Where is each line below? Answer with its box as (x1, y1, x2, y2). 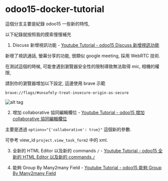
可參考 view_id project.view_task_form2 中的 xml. (5, 137, 108, 143)
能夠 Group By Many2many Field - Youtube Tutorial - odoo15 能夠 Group (12, 164, 162, 170)
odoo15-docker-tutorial (5, 4, 104, 15)
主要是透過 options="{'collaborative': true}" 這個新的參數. (5, 126, 132, 132)
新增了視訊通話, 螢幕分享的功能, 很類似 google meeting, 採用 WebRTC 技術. (5, 53, 160, 59)
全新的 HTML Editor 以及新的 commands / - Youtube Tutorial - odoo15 (12, 147, 157, 153)
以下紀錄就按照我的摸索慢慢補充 (5, 31, 71, 37)
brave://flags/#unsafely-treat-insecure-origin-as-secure (5, 90, 129, 95)
